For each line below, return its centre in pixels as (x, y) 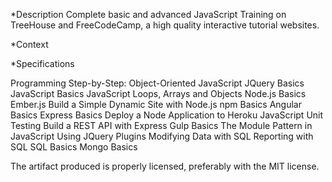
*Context (29, 44)
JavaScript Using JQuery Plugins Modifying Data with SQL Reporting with (162, 136)
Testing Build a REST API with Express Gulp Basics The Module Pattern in (161, 125)
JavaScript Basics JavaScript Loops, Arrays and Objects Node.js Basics (158, 93)
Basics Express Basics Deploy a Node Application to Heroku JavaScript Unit (167, 115)
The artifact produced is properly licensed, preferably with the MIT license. (165, 166)
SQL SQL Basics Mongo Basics (74, 147)
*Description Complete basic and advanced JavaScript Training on (148, 14)
